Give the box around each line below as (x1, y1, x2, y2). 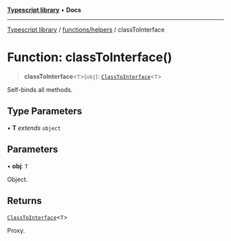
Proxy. (7, 227, 25, 235)
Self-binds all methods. (7, 85, 74, 93)
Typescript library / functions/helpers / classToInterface (7, 25, 165, 34)
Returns (7, 195, 43, 207)
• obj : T (7, 161, 29, 170)
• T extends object (7, 124, 61, 132)
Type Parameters (7, 106, 82, 117)
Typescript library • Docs (7, 6, 81, 14)
